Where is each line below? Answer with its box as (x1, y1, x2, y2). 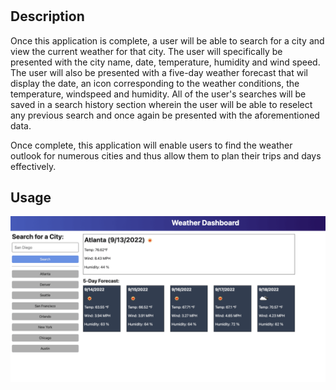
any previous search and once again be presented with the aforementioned (10, 109, 320, 121)
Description (10, 8, 85, 25)
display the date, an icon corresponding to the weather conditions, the (10, 77, 300, 89)
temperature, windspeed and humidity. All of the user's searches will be (10, 88, 307, 100)
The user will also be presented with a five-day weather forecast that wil (10, 66, 308, 78)
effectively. (10, 160, 57, 172)
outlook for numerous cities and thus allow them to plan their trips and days (10, 149, 322, 162)
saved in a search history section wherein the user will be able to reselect (10, 98, 313, 110)
